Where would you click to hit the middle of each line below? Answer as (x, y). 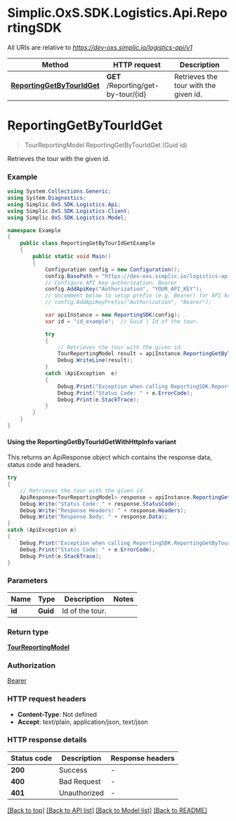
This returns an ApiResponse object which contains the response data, (110, 457)
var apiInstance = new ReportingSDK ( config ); (112, 315)
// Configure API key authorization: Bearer (111, 283)
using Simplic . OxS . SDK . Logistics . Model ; (67, 217)
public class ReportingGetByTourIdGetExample (88, 243)
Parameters (27, 580)
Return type (28, 632)
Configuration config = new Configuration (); (112, 269)
